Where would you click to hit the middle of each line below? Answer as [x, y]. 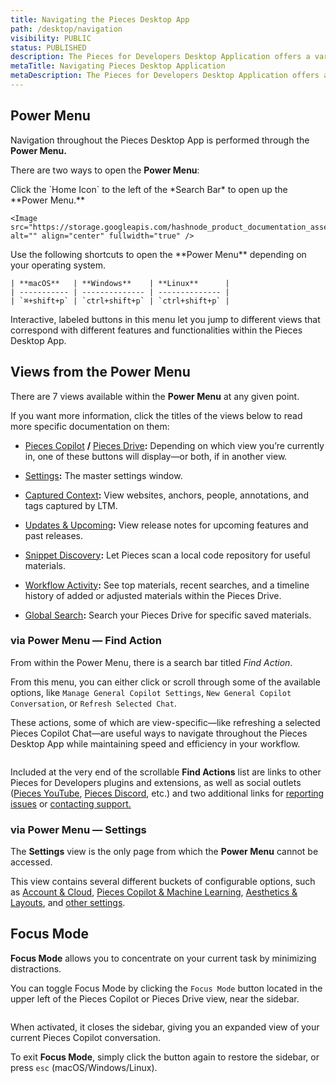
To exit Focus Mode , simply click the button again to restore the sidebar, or [165, 1057]
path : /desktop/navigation [66, 29]
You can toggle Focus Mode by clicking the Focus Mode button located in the [166, 988]
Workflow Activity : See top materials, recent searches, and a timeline [167, 585]
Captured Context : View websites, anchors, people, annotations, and [167, 495]
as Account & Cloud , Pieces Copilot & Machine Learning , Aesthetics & [154, 892]
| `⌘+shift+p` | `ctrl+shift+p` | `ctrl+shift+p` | [120, 301]
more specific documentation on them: [90, 426]
